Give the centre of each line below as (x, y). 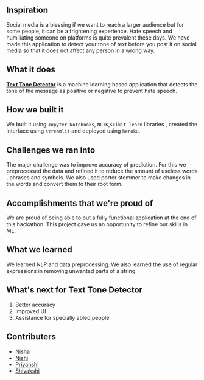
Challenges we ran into (51, 150)
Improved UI (30, 311)
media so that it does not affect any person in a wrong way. (81, 50)
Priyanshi (27, 364)
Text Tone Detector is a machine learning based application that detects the (102, 84)
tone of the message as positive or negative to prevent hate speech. (92, 91)
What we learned (39, 250)
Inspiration (27, 10)
